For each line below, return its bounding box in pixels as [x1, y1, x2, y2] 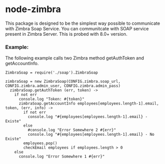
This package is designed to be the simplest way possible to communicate [5, 20, 160, 26]
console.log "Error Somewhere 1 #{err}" [18, 154, 105, 159]
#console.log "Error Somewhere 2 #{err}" [27, 128, 116, 133]
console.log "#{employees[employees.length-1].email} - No [27, 132, 155, 137]
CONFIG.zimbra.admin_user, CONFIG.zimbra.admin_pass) [5, 83, 121, 89]
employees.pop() [23, 141, 58, 146]
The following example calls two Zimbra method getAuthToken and [5, 55, 144, 61]
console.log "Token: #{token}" [18, 97, 85, 102]
